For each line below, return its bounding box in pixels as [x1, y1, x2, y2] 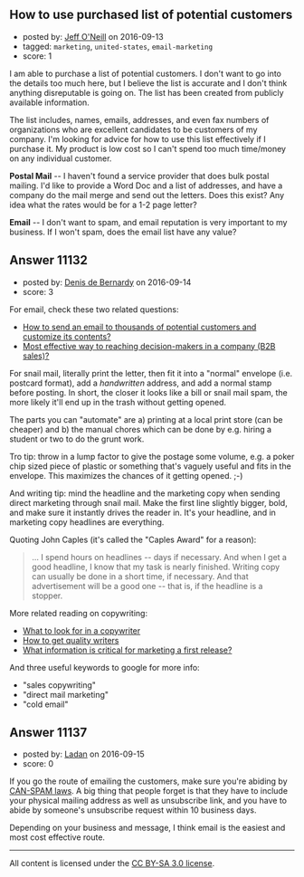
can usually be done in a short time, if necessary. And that [31, 570, 249, 582]
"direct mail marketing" [22, 689, 109, 700]
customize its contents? [22, 330, 111, 342]
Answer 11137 [9, 725, 88, 740]
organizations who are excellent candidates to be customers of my [9, 124, 258, 135]
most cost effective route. [9, 832, 106, 843]
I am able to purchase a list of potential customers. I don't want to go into [9, 68, 282, 79]
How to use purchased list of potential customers [9, 7, 293, 23]
